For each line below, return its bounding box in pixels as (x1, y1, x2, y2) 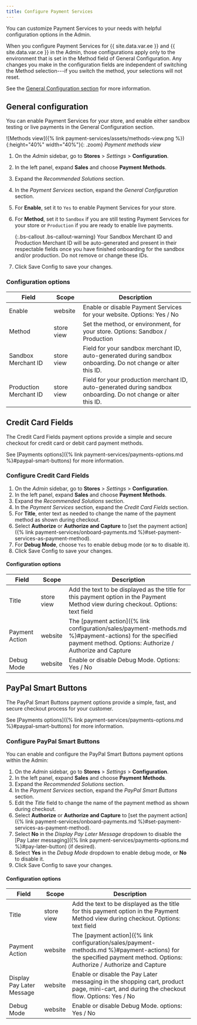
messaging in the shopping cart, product (72, 977, 184, 986)
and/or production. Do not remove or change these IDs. (14, 252, 149, 259)
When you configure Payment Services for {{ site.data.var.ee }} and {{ (6, 42, 175, 49)
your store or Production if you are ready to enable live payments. (14, 222, 174, 229)
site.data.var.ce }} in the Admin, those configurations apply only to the (6, 48, 176, 56)
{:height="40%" (6, 141, 45, 148)
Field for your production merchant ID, (83, 376, 188, 384)
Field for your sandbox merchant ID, (83, 344, 182, 352)
